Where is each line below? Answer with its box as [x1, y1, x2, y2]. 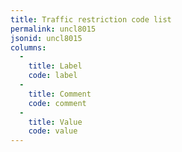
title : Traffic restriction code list [10, 14, 172, 25]
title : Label [28, 61, 83, 71]
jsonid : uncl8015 [10, 33, 83, 43]
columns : [10, 42, 47, 53]
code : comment [28, 98, 87, 108]
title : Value [28, 117, 83, 127]
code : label [28, 71, 78, 81]
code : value [28, 126, 78, 136]
